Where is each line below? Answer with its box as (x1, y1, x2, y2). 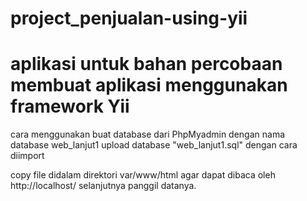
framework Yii (10, 95, 130, 118)
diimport (10, 150, 45, 162)
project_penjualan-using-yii (10, 7, 248, 30)
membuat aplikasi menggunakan (10, 74, 288, 97)
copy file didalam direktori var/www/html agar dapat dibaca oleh (10, 169, 276, 181)
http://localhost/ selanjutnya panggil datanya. (10, 180, 197, 192)
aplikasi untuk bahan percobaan (10, 53, 283, 76)
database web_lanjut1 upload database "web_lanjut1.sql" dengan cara (10, 139, 298, 151)
